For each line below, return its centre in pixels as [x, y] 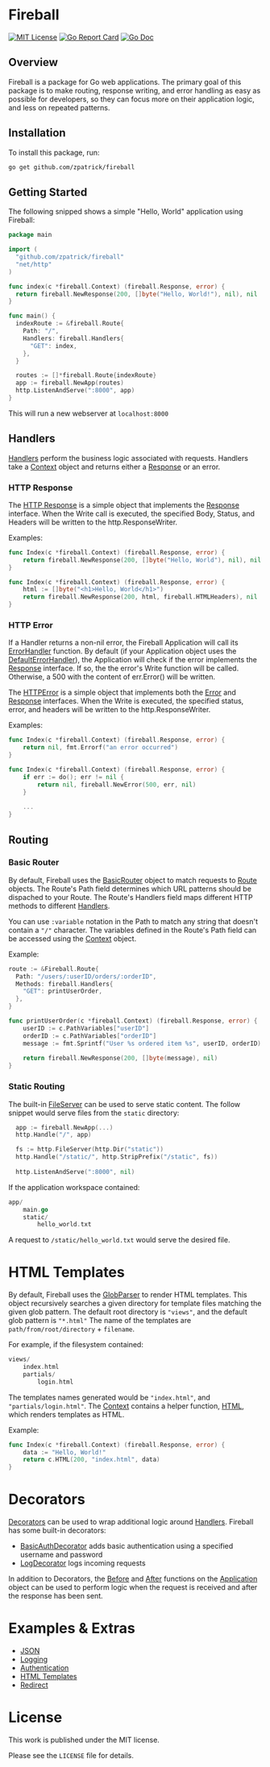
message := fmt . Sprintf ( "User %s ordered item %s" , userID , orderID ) [142, 1043]
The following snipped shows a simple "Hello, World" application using [126, 212]
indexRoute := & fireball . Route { [70, 324]
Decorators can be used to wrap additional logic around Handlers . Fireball [131, 1522]
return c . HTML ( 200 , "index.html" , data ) [91, 1460]
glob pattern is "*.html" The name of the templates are [100, 1321]
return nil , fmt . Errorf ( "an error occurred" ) [101, 748]
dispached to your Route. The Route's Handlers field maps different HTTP [131, 897]
